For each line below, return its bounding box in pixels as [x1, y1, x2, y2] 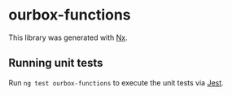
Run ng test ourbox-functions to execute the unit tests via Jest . [8, 77, 224, 87]
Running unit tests [8, 56, 103, 70]
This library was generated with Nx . [8, 33, 128, 42]
